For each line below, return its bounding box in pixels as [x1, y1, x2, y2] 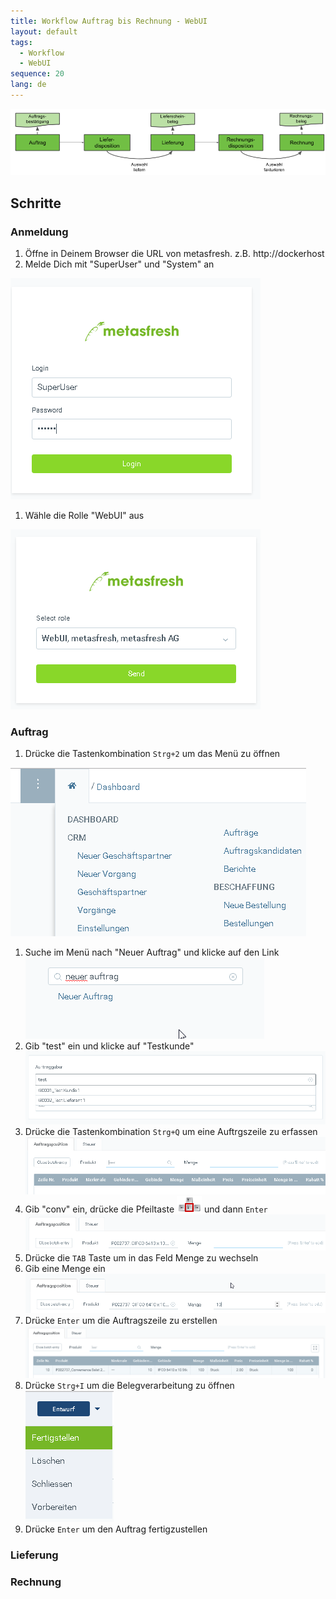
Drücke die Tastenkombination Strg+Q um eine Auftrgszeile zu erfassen [24, 1125, 318, 1137]
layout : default [10, 26, 78, 37]
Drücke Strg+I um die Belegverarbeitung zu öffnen [24, 1380, 235, 1392]
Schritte [10, 195, 62, 212]
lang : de [10, 80, 47, 90]
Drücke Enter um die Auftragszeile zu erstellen [24, 1314, 218, 1326]
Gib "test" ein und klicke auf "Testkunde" [24, 1040, 195, 1052]
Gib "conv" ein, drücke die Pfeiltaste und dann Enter [24, 1203, 268, 1215]
